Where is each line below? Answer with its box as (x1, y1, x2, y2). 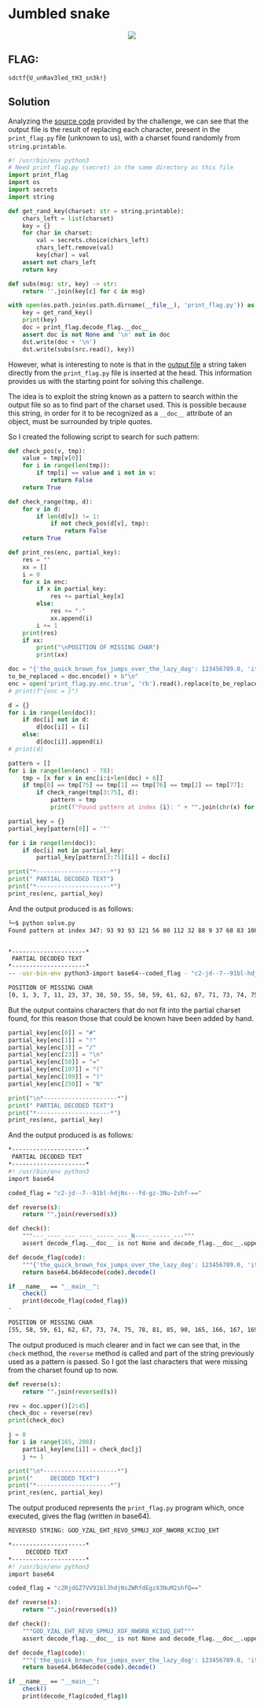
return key (22, 265, 58, 274)
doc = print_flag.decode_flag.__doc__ (22, 323, 149, 331)
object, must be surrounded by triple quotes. (8, 416, 153, 426)
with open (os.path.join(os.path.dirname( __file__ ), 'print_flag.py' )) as (8, 301, 255, 309)
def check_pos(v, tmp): (8, 447, 86, 455)
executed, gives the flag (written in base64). (8, 1511, 152, 1521)
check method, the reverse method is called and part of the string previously (8, 1348, 255, 1358)
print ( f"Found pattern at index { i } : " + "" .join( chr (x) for (49, 803, 255, 811)
